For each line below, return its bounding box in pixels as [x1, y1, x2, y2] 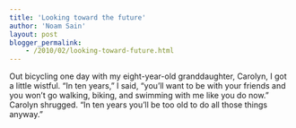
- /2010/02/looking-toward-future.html [25, 47, 175, 55]
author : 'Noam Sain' [9, 21, 87, 30]
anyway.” [9, 109, 43, 120]
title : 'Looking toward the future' [9, 13, 146, 22]
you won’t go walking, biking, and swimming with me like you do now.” [9, 90, 269, 101]
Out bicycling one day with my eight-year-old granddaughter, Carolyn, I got [9, 71, 287, 81]
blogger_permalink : [9, 38, 83, 47]
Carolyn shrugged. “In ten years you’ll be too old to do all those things [9, 99, 267, 110]
